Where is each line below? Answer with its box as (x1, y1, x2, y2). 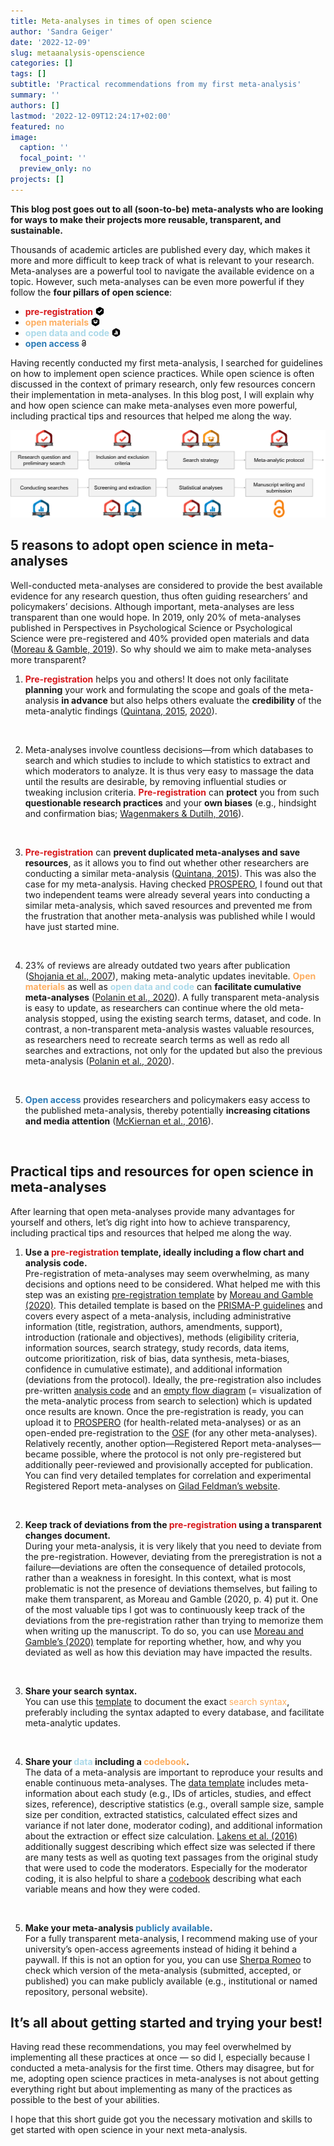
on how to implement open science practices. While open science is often (10, 367, 315, 379)
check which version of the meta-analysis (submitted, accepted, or (24, 1964, 302, 1976)
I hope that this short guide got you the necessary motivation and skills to (10, 2113, 313, 2125)
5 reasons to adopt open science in (10, 537, 233, 554)
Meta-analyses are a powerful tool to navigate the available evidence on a (10, 265, 315, 277)
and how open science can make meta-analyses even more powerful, (10, 399, 298, 411)
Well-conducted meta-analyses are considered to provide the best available (10, 579, 323, 591)
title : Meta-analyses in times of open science (10, 16, 213, 26)
